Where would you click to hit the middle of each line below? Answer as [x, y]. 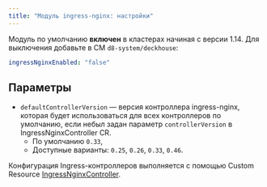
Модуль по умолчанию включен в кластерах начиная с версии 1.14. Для [134, 39]
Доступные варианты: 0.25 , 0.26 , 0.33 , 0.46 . [108, 150]
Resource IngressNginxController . [65, 174]
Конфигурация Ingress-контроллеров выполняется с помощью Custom [131, 166]
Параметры [40, 87]
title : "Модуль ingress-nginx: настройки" [81, 16]
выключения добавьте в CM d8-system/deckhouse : [93, 47]
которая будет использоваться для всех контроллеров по [121, 116]
